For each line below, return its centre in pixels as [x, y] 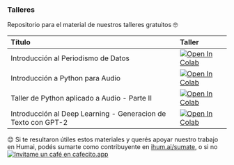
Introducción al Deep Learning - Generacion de [88, 114]
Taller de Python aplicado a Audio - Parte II [81, 98]
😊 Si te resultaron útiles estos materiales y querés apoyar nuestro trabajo [113, 139]
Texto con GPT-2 [39, 123]
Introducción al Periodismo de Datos [70, 58]
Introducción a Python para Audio [65, 78]
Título [21, 42]
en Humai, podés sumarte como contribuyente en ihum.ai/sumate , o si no [112, 147]
